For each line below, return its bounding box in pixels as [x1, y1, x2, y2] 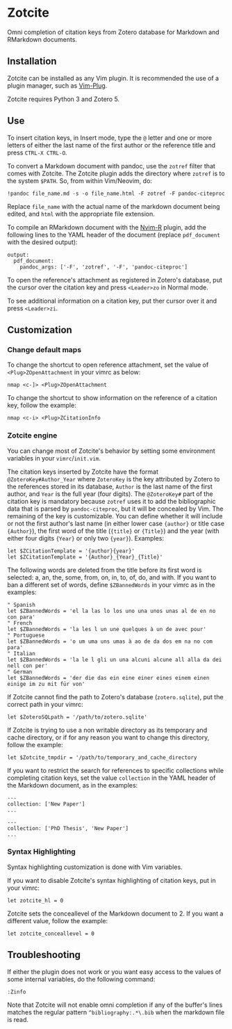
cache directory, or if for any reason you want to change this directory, [7, 733, 210, 742]
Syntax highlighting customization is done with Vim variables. [7, 863, 183, 871]
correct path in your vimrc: [7, 700, 83, 708]
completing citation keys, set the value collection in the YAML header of [7, 774, 216, 782]
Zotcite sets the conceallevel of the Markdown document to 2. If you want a [7, 909, 224, 918]
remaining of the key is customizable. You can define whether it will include [7, 511, 223, 520]
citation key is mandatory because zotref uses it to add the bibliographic [7, 497, 217, 505]
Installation [7, 56, 57, 67]
